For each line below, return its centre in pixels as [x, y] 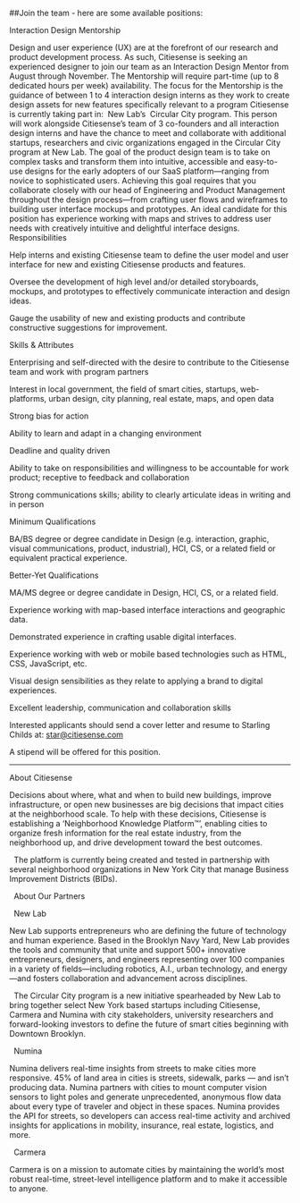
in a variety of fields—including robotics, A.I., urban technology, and [134, 969]
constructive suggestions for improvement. [88, 327]
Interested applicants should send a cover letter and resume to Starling [140, 725]
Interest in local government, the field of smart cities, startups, [124, 389]
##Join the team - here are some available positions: [106, 13]
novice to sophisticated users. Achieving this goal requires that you [133, 181]
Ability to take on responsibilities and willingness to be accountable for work [149, 468]
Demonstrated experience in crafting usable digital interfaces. [123, 637]
